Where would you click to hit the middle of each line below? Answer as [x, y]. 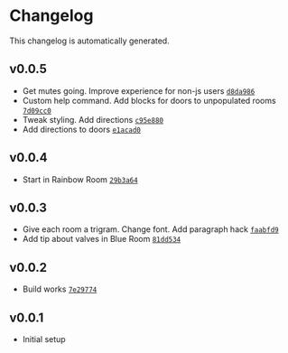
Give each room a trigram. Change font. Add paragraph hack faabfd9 [151, 229]
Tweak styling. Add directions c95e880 [93, 119]
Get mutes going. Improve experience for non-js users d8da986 [139, 90]
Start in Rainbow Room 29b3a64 [80, 179]
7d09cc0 [37, 111]
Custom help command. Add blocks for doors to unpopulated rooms [149, 100]
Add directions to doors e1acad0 [82, 129]
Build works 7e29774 [60, 289]
